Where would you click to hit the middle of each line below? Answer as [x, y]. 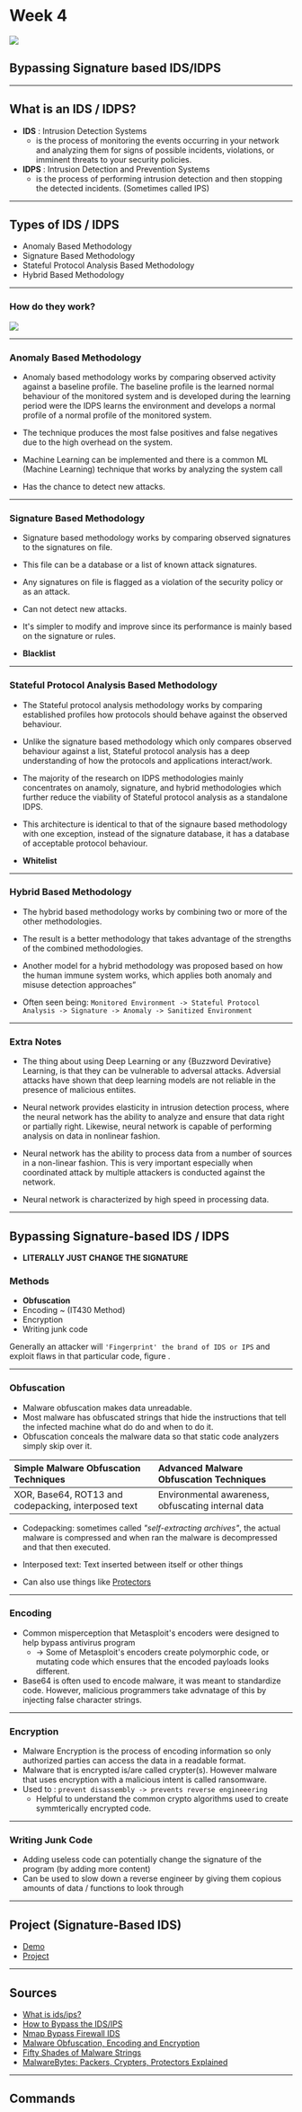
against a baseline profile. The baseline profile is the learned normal [148, 386]
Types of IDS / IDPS [64, 224]
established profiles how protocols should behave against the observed [155, 714]
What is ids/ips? [52, 2015]
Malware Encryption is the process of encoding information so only [147, 1751]
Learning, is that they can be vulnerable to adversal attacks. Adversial [151, 1071]
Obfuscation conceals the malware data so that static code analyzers [151, 1436]
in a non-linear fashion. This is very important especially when [138, 1163]
